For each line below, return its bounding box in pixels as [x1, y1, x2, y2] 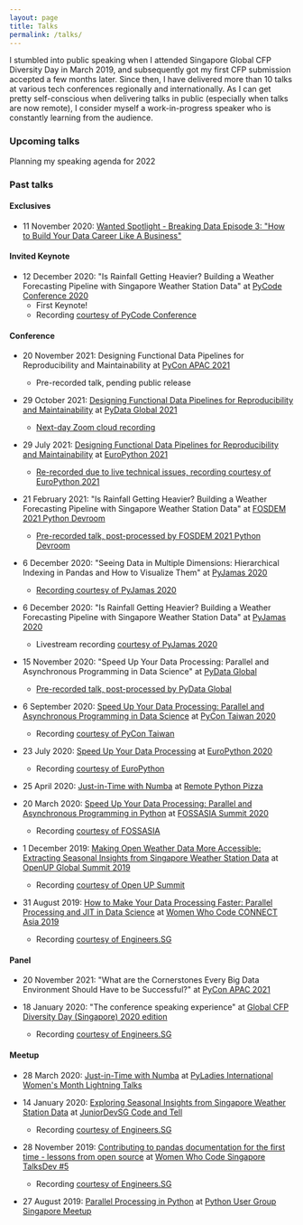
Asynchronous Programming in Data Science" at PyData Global [22, 666, 257, 677]
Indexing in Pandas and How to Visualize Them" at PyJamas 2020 [22, 567, 268, 579]
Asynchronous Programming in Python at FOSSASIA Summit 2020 [22, 808, 269, 819]
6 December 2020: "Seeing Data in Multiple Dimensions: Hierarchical [22, 558, 280, 569]
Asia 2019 [22, 917, 60, 928]
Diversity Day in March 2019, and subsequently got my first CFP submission [9, 64, 291, 75]
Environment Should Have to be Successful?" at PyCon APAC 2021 [22, 985, 271, 995]
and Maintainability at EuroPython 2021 [22, 449, 169, 460]
